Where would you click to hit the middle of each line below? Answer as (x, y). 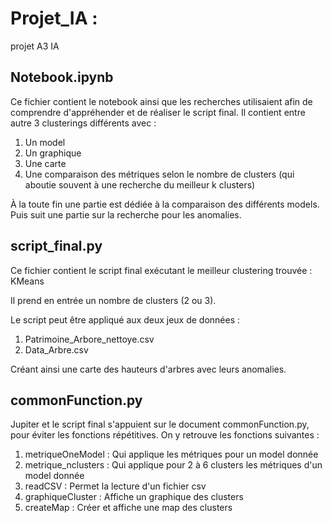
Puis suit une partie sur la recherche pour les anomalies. (126, 214)
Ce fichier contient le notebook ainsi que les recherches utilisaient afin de (161, 101)
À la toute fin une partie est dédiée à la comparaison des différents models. (165, 204)
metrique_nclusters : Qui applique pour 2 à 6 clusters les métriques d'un (173, 465)
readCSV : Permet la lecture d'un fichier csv (115, 486)
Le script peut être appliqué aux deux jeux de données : (125, 319)
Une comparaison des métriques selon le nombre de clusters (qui (159, 174)
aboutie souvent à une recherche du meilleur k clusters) (140, 184)
